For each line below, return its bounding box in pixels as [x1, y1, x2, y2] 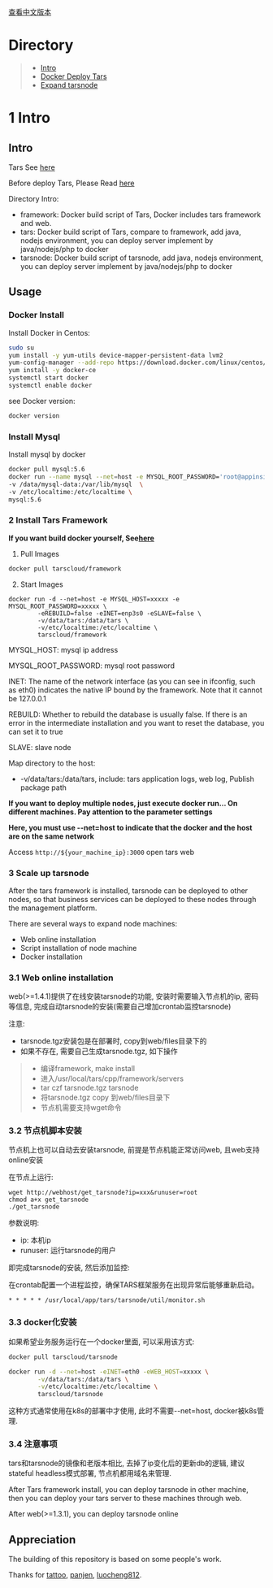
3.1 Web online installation [8, 972, 114, 983]
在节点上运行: [8, 1173, 54, 1182]
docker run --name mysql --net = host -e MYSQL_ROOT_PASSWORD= [8, 472, 220, 481]
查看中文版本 [8, 7, 51, 16]
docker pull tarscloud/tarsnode [8, 1352, 118, 1361]
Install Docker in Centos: [8, 328, 91, 337]
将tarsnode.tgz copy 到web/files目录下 [40, 1092, 171, 1103]
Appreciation [8, 1533, 76, 1547]
